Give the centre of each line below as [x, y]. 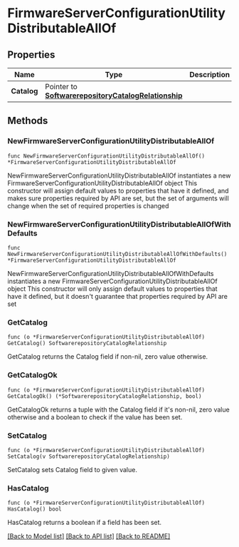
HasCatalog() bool [34, 509]
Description [209, 75]
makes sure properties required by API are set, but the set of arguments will [118, 198]
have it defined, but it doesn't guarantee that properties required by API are [117, 296]
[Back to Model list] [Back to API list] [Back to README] [89, 536]
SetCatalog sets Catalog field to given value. [72, 469]
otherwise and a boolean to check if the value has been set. [95, 417]
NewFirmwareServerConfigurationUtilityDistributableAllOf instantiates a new [119, 175]
